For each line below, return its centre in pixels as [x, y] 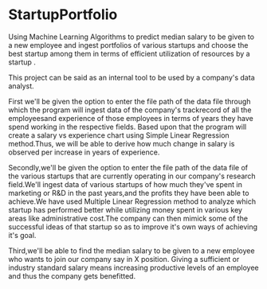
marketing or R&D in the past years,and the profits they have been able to [129, 193]
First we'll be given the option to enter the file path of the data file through [130, 101]
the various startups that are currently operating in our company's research [132, 176]
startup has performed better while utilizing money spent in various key [126, 209]
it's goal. [22, 235]
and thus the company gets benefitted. [72, 275]
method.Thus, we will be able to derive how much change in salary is [122, 143]
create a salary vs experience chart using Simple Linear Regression [119, 135]
